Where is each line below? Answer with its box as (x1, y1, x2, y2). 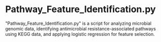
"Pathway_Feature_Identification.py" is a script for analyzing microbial (5, 20, 152, 26)
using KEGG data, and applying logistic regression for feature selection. (5, 31, 155, 37)
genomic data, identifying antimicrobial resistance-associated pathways (5, 25, 156, 31)
